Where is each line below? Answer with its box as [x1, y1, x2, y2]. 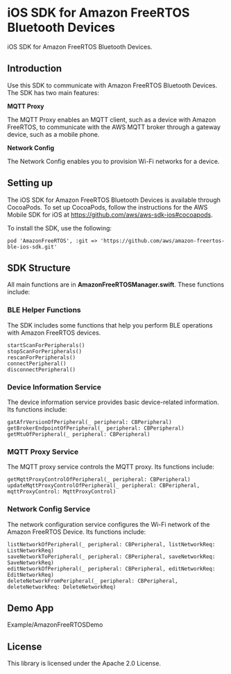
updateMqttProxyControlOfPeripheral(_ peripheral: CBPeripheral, [7, 482, 200, 489]
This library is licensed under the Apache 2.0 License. [7, 659, 162, 668]
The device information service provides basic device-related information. [7, 398, 219, 406]
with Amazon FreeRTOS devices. [7, 328, 101, 337]
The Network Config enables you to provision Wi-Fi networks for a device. [7, 157, 220, 165]
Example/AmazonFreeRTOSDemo [7, 621, 103, 629]
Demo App [7, 602, 54, 614]
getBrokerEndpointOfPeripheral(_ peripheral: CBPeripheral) [7, 425, 185, 432]
